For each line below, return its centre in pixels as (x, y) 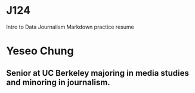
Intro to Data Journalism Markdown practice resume (70, 27)
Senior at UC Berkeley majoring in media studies (97, 73)
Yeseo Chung (40, 51)
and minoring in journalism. (58, 82)
